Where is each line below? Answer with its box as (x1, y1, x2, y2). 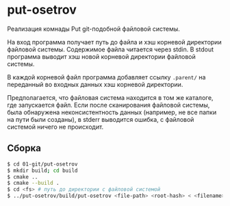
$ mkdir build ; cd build (7, 167, 78, 174)
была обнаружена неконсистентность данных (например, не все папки (7, 108, 217, 116)
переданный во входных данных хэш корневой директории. (7, 80, 183, 88)
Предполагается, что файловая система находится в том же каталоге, (7, 93, 214, 101)
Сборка (7, 142, 41, 154)
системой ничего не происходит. (7, 123, 104, 131)
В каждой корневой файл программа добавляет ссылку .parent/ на (7, 73, 206, 81)
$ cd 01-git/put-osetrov (7, 160, 78, 168)
